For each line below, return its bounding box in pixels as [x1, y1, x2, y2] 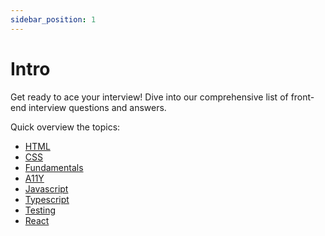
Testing [24, 204, 57, 216]
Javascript [24, 182, 69, 195]
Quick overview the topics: [10, 121, 121, 133]
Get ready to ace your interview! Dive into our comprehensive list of [10, 91, 289, 103]
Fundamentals [24, 161, 84, 173]
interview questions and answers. [28, 101, 167, 113]
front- [290, 91, 315, 103]
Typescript [24, 193, 70, 205]
